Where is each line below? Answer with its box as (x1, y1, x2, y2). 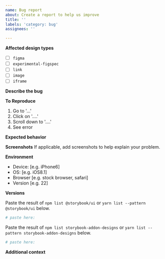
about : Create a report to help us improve (5, 12, 100, 17)
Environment (5, 154, 33, 160)
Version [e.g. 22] (12, 180, 49, 186)
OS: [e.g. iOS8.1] (12, 169, 48, 175)
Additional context (5, 249, 46, 255)
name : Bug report (5, 7, 42, 13)
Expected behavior (5, 134, 46, 140)
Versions (5, 190, 25, 196)
